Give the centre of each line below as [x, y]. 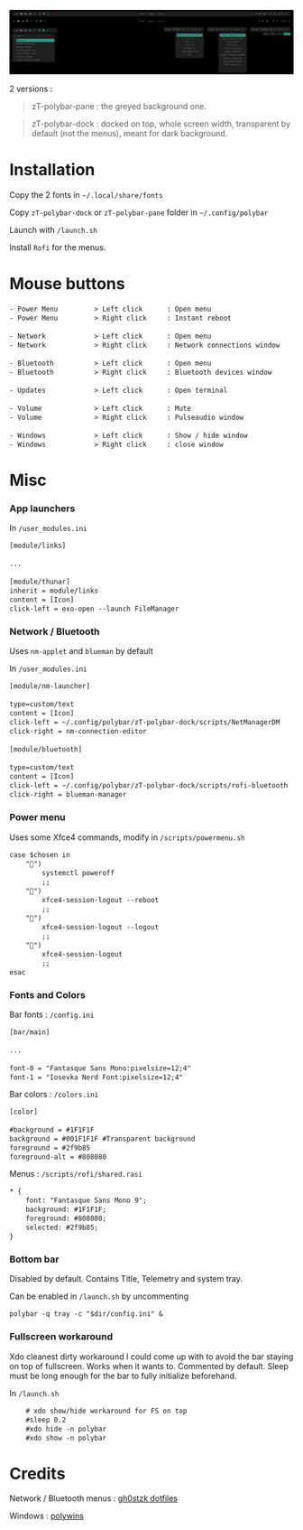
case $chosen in [40, 854]
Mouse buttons [67, 283]
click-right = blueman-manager [68, 795]
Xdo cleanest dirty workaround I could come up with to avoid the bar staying [151, 1357]
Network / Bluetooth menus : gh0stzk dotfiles [94, 1498]
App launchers [42, 508]
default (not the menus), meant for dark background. [129, 133]
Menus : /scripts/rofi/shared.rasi [76, 1173]
